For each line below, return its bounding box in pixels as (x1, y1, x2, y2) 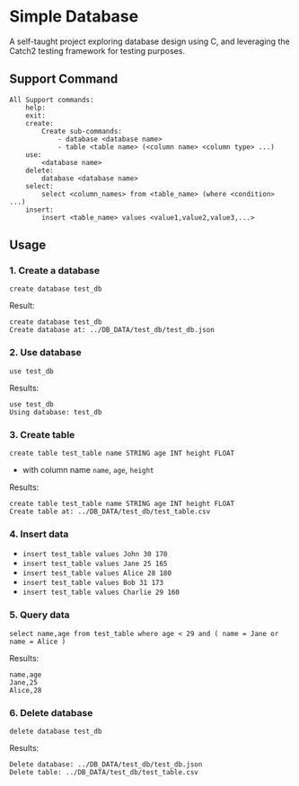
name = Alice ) (9, 637, 66, 646)
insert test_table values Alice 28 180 (22, 569, 172, 578)
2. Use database (9, 346, 83, 359)
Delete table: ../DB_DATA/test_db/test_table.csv (9, 767, 199, 777)
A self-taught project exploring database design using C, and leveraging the (9, 36, 290, 47)
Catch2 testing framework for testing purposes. (9, 45, 186, 56)
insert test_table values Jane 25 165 (22, 559, 168, 569)
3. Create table (9, 428, 75, 441)
